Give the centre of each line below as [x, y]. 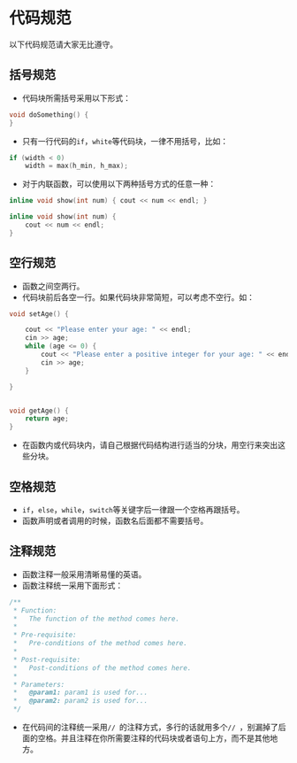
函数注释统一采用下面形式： [72, 585]
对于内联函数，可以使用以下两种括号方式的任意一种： [119, 184]
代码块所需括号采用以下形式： [76, 97]
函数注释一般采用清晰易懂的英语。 [84, 574]
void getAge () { [39, 411]
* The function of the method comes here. [96, 619]
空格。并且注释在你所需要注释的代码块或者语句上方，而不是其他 [154, 738]
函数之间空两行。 [53, 286]
